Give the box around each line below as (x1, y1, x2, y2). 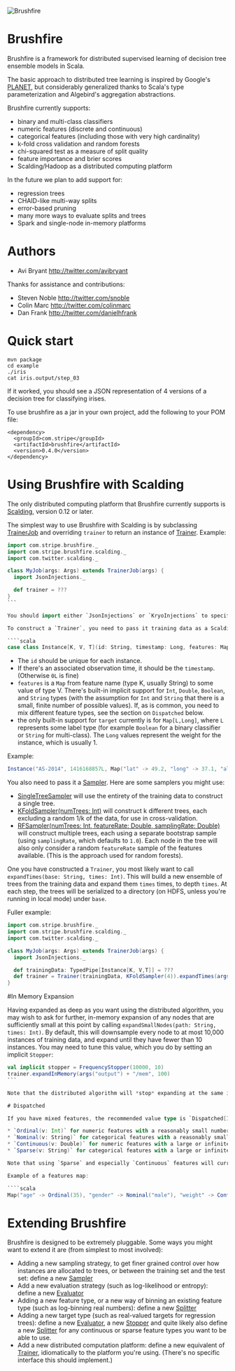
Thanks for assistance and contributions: (7, 280, 125, 288)
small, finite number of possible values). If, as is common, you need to (17, 701, 219, 710)
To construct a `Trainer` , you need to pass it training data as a (7, 625, 208, 632)
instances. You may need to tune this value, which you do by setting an (7, 1043, 212, 1052)
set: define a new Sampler (17, 1274, 93, 1283)
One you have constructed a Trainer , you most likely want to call (7, 865, 194, 873)
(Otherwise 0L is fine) (17, 671, 79, 680)
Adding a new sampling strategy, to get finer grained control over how (17, 1259, 220, 1267)
